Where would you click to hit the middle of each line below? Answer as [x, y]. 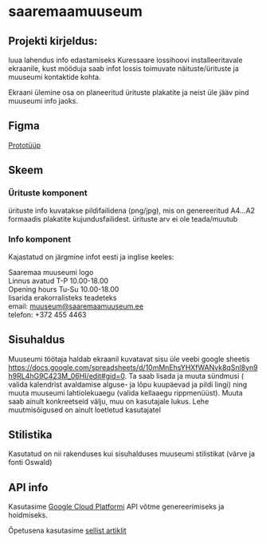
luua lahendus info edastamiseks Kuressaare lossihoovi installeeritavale [125, 60]
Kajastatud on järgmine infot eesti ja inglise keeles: [91, 257]
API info [28, 488]
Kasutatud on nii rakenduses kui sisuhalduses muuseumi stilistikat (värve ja [132, 454]
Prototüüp [25, 145]
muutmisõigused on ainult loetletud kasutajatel [85, 410]
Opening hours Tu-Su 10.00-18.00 [64, 289]
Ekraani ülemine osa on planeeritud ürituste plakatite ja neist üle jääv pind [129, 92]
